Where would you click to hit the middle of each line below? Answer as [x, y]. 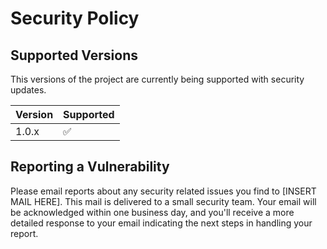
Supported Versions [74, 55]
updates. [28, 90]
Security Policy [75, 18]
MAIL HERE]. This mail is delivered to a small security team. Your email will [163, 201]
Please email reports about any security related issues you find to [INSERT [163, 191]
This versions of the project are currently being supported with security [157, 79]
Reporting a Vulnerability [90, 167]
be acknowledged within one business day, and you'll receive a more [152, 212]
